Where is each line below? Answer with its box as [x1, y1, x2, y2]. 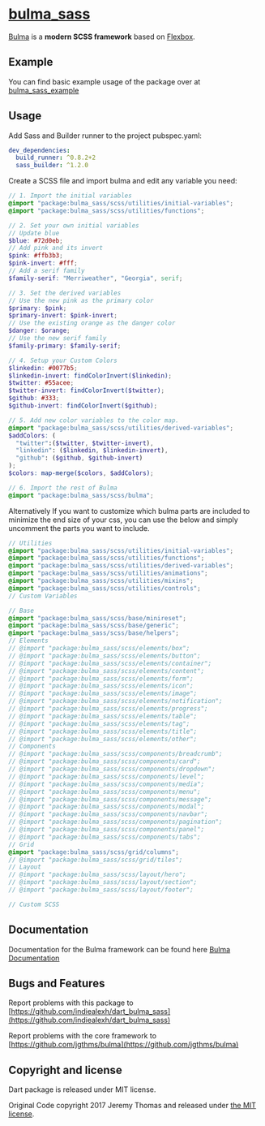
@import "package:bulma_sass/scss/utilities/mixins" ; [8, 577, 194, 585]
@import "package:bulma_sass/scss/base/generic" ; [8, 622, 180, 630]
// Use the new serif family [8, 334, 107, 343]
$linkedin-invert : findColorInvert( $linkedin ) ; [8, 371, 173, 380]
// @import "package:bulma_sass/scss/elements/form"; [8, 675, 194, 683]
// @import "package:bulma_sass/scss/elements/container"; [8, 659, 212, 667]
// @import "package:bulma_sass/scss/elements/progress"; [8, 705, 208, 713]
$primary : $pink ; [8, 304, 67, 313]
